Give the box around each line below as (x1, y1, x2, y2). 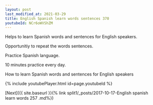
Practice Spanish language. (5, 53, 60, 59)
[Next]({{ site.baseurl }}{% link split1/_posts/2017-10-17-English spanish (5, 90, 149, 96)
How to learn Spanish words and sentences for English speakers (5, 71, 134, 77)
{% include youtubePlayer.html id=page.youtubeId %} (5, 81, 113, 87)
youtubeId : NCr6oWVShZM (5, 20, 53, 26)
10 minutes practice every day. (5, 62, 66, 68)
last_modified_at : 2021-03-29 (5, 12, 66, 16)
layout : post (5, 7, 31, 12)
